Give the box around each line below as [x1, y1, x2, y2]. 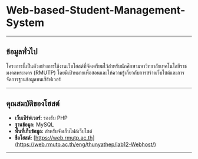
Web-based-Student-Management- [6, 4, 186, 17]
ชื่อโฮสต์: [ [14, 134, 36, 141]
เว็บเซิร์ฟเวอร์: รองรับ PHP [14, 114, 68, 121]
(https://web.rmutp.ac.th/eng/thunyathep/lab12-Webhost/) [14, 141, 156, 148]
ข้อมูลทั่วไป [6, 47, 38, 57]
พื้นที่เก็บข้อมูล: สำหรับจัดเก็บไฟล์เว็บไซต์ [14, 127, 93, 134]
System [6, 16, 45, 29]
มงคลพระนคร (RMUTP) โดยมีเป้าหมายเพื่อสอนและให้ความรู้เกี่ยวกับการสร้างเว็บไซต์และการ [6, 69, 184, 76]
